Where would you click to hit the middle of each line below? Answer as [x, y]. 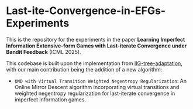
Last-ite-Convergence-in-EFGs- [86, 11]
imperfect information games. [50, 99]
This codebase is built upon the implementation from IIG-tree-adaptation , [94, 63]
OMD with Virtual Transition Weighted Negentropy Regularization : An [101, 81]
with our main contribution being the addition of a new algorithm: [84, 69]
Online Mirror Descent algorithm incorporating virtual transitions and [97, 87]
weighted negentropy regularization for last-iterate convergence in [95, 93]
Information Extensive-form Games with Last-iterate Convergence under [96, 46]
